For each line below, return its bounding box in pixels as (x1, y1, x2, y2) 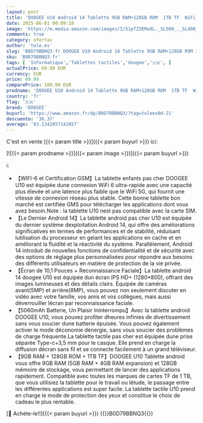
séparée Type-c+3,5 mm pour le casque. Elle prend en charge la (14, 339, 176, 347)
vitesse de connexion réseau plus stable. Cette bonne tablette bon (14, 194, 181, 202)
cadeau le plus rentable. (14, 398, 76, 405)
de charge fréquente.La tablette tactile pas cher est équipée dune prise (14, 333, 193, 340)
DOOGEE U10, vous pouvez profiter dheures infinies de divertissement (14, 313, 190, 321)
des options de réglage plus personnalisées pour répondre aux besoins (14, 254, 193, 261)
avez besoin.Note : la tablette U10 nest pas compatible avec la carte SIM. (14, 207, 197, 215)
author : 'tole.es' (6, 43, 53, 49)
